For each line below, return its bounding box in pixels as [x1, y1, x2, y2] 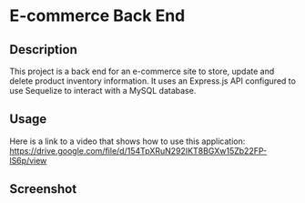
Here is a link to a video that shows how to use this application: [9, 136, 246, 147]
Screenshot [9, 181, 77, 197]
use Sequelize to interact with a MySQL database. [9, 86, 197, 96]
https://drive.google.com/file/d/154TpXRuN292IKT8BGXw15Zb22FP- [9, 145, 268, 156]
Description [9, 42, 77, 57]
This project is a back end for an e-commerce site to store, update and [9, 66, 275, 76]
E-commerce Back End [9, 5, 186, 26]
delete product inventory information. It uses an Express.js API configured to [9, 76, 296, 86]
